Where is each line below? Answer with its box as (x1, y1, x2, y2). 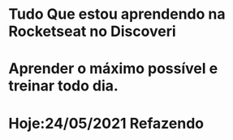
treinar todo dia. (8, 77, 119, 95)
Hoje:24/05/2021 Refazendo (8, 114, 205, 133)
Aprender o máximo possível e (8, 59, 218, 78)
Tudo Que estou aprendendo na (8, 5, 226, 24)
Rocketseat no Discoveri (8, 22, 176, 41)
